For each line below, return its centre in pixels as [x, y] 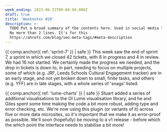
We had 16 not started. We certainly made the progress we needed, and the [83, 62]
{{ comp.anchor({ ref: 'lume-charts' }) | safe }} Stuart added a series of [78, 93]
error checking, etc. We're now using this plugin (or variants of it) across [79, 109]
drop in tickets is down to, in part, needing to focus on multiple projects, [79, 67]
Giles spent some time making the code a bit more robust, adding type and [82, 104]
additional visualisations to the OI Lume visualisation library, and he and [78, 98]
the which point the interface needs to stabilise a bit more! [65, 125]
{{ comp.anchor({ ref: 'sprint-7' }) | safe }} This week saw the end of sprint [82, 52]
